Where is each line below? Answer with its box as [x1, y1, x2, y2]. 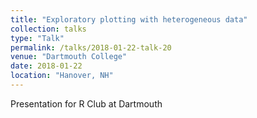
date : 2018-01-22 [10, 61, 83, 71]
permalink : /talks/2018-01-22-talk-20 [10, 42, 172, 53]
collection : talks [10, 24, 87, 34]
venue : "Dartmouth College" [10, 52, 128, 62]
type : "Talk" [10, 33, 65, 43]
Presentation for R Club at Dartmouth [10, 97, 163, 110]
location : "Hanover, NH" [10, 71, 114, 81]
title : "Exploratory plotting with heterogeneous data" [10, 14, 248, 25]
